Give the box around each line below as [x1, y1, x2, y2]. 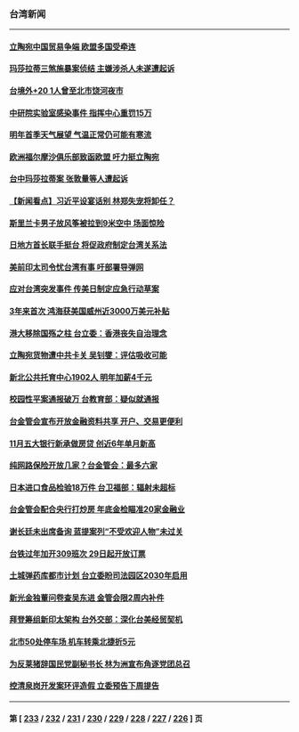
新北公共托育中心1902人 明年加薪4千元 [9, 371, 153, 382]
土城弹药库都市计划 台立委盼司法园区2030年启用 [9, 570, 189, 581]
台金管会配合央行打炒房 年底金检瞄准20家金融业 [9, 504, 185, 515]
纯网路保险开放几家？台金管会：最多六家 [9, 460, 158, 471]
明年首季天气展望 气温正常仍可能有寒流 [9, 129, 152, 140]
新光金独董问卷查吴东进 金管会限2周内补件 [9, 592, 165, 603]
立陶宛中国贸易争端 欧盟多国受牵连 [9, 41, 136, 52]
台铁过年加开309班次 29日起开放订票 [9, 548, 146, 558]
